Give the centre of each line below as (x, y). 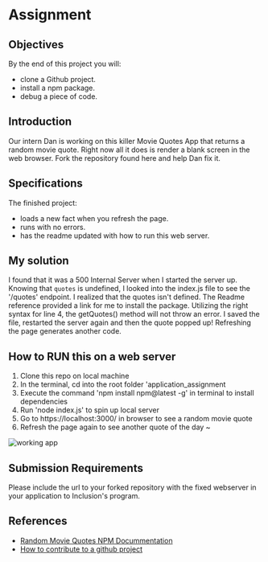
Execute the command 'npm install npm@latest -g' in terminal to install (137, 393)
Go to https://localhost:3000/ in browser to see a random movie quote (136, 419)
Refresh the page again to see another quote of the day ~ (115, 427)
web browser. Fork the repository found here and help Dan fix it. (115, 158)
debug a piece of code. (59, 96)
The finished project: (43, 203)
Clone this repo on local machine (74, 376)
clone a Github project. (58, 79)
